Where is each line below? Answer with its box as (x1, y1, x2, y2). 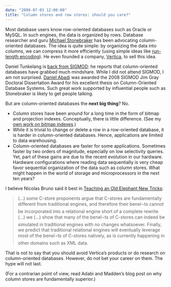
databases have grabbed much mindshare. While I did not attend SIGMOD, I (5, 68, 164, 75)
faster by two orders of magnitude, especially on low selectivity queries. (12, 148, 164, 154)
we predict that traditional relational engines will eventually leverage (17, 227, 160, 233)
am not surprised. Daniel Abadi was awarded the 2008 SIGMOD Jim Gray (5, 74, 159, 80)
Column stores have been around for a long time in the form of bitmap (12, 110, 159, 116)
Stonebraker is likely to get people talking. (5, 90, 94, 97)
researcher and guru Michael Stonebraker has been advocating (5, 37, 138, 43)
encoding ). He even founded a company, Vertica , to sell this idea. (19, 53, 157, 59)
